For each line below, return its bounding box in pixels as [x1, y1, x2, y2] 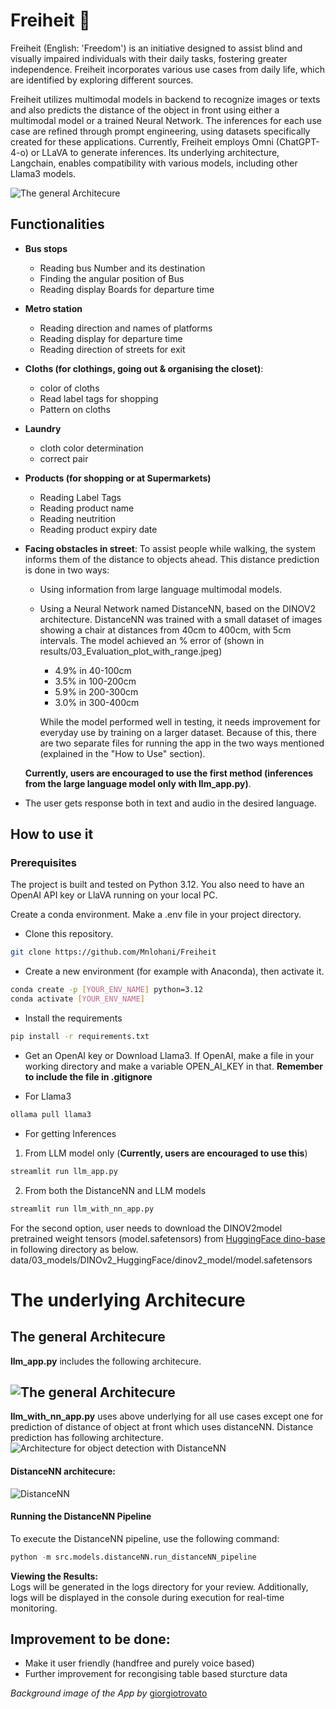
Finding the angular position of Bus [39, 272, 185, 284]
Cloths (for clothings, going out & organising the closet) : [24, 362, 264, 374]
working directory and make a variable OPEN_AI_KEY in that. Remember [24, 1060, 323, 1072]
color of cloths [39, 382, 100, 394]
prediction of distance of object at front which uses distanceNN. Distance [10, 1421, 314, 1433]
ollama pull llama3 [10, 1109, 92, 1119]
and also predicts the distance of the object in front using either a [10, 104, 280, 116]
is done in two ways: [24, 564, 110, 576]
